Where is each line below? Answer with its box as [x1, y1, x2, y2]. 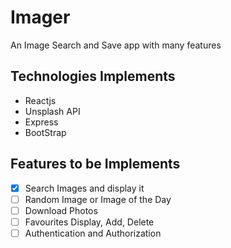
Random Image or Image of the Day [24, 193, 172, 205]
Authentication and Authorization [24, 227, 162, 239]
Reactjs [24, 94, 57, 106]
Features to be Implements [10, 156, 181, 173]
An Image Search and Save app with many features [10, 39, 222, 51]
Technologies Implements [10, 68, 176, 85]
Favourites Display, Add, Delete [24, 216, 155, 228]
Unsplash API [24, 105, 81, 117]
